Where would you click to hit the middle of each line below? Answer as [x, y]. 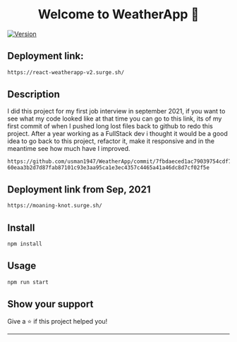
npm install [25, 244]
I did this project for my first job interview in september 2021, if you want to [116, 111]
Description [34, 94]
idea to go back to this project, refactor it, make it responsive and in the [111, 141]
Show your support [50, 304]
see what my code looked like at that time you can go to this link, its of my [115, 118]
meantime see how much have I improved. [69, 149]
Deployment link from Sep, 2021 [79, 189]
